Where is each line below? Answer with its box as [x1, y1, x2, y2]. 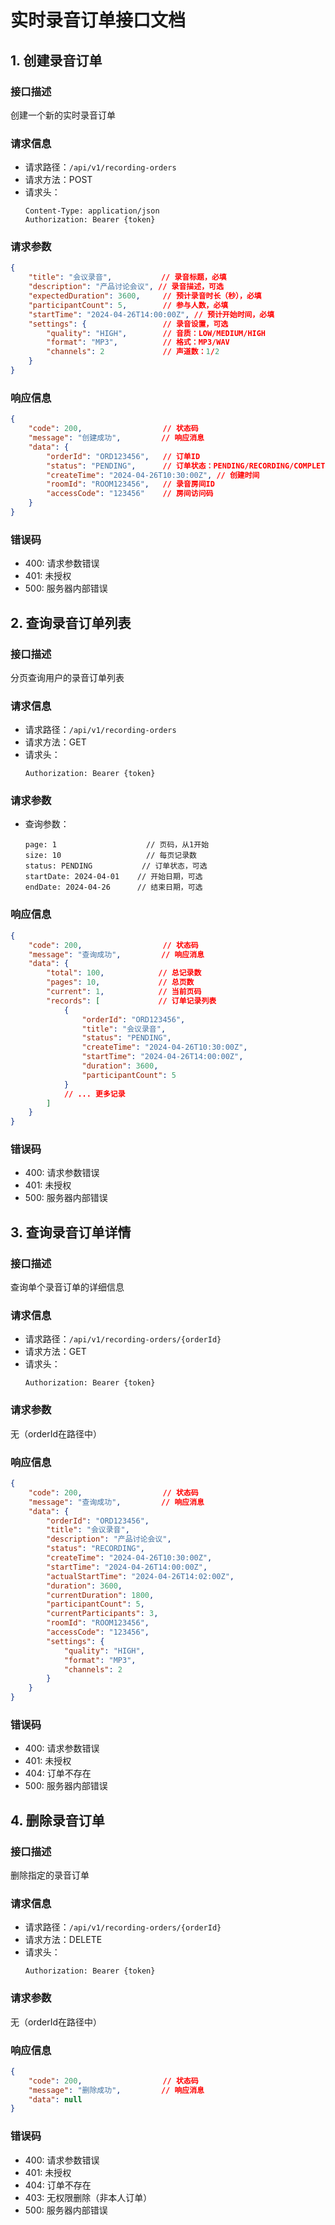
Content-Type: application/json [24, 206, 160, 216]
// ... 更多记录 [63, 1089, 126, 1099]
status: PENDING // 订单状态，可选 [24, 861, 208, 871]
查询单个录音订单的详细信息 [10, 1281, 125, 1293]
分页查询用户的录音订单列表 [10, 671, 125, 683]
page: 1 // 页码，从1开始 [24, 840, 210, 850]
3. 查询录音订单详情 [10, 1224, 132, 1241]
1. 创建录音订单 [10, 52, 103, 69]
